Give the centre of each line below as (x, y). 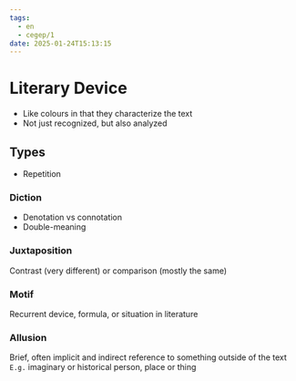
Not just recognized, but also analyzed (95, 123)
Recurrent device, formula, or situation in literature (104, 314)
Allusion (28, 337)
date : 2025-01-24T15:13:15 (61, 43)
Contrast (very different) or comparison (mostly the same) (118, 271)
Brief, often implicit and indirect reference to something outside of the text (148, 357)
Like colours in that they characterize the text (107, 114)
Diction (26, 197)
